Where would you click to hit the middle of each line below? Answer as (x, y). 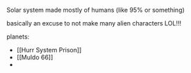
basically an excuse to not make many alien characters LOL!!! (94, 23)
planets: (18, 36)
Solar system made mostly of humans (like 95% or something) (95, 10)
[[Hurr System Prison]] (49, 50)
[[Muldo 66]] (35, 57)
